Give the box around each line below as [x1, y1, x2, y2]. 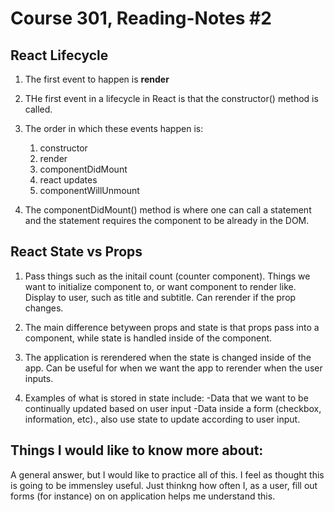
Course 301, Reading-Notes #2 [10, 7, 272, 30]
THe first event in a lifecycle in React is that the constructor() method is [24, 93, 319, 104]
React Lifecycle [10, 47, 109, 64]
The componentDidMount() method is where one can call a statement [24, 204, 312, 216]
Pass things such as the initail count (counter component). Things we [24, 270, 311, 282]
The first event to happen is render [24, 73, 170, 85]
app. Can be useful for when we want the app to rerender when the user [24, 362, 323, 374]
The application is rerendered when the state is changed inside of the [24, 351, 312, 363]
